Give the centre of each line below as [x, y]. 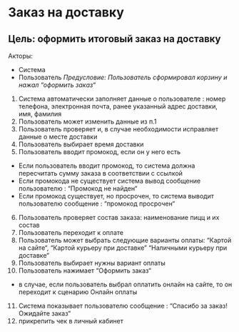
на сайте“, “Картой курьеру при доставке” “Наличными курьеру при [123, 248]
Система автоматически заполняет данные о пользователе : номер [122, 99]
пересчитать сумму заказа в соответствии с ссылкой [100, 173]
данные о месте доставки [58, 137]
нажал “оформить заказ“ [57, 85]
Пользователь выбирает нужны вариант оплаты [92, 263]
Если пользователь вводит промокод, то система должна [107, 166]
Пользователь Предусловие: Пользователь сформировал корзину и [123, 77]
